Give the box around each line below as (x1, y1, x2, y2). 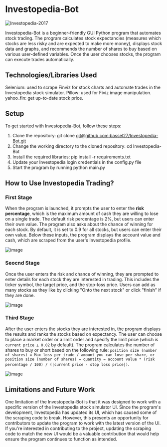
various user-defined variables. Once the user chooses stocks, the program (5, 51, 161, 57)
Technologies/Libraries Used (5, 71, 97, 80)
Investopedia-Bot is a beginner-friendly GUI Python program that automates (5, 30, 161, 36)
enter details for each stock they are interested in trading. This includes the (5, 276, 160, 282)
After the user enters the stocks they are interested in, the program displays (5, 326, 161, 332)
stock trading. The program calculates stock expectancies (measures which (5, 35, 161, 41)
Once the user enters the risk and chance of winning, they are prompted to (5, 271, 159, 277)
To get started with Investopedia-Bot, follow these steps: (5, 123, 122, 129)
